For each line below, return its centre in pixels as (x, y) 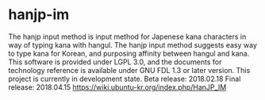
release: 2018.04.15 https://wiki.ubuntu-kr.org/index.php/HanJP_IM (117, 87)
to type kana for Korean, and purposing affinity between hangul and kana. (129, 53)
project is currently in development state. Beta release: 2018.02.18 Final (125, 79)
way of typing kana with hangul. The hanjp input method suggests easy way (133, 44)
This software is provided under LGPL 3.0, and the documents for (115, 62)
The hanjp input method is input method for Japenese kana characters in (127, 37)
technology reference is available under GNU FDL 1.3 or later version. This (129, 70)
